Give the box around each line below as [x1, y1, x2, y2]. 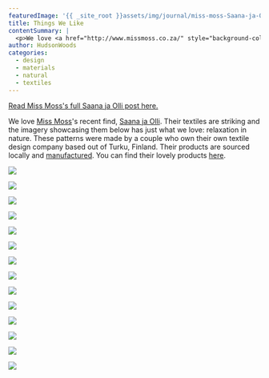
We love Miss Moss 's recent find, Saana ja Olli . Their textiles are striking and [8, 116, 260, 126]
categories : [8, 49, 48, 57]
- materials [15, 64, 56, 72]
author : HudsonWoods [8, 42, 78, 50]
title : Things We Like [8, 19, 84, 27]
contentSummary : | [8, 26, 70, 34]
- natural [15, 71, 48, 79]
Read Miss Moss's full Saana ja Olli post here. [8, 101, 159, 111]
